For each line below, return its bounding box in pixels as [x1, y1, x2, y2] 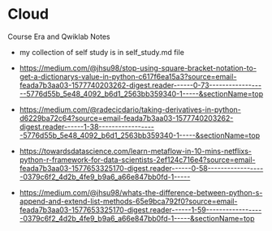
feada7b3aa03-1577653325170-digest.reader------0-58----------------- [19, 163, 264, 173]
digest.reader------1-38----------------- [19, 122, 155, 131]
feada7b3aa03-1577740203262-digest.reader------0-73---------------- [19, 80, 261, 90]
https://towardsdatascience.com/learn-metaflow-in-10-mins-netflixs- [19, 146, 253, 156]
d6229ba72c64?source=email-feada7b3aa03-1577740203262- [19, 113, 234, 122]
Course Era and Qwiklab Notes [7, 32, 110, 41]
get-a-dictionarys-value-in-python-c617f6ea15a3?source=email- [19, 71, 237, 81]
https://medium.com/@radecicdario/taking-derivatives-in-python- [19, 105, 241, 114]
